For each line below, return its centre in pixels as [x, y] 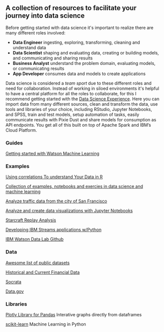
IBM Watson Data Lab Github [35, 239]
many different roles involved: [35, 33]
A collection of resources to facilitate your [71, 8]
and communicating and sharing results [53, 58]
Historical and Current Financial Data [43, 272]
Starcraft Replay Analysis [31, 220]
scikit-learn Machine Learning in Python [46, 324]
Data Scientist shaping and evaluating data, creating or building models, [86, 53]
